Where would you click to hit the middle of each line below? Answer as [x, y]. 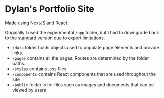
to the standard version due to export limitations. [55, 38]
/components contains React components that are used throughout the [84, 74]
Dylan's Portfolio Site [50, 9]
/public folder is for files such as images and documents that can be [83, 85]
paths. [19, 63]
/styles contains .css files [39, 69]
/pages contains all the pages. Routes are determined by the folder [81, 58]
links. [18, 53]
